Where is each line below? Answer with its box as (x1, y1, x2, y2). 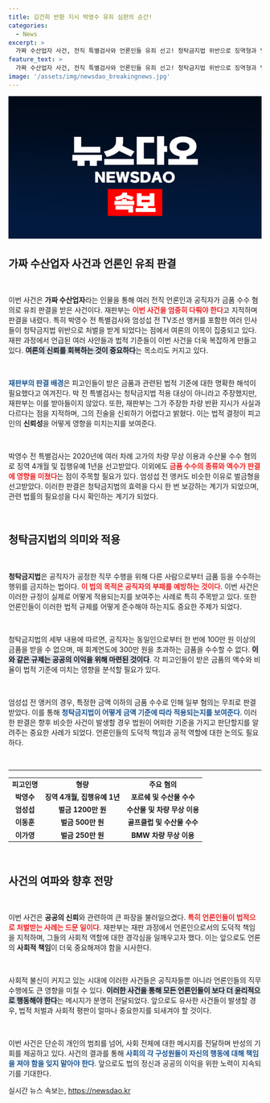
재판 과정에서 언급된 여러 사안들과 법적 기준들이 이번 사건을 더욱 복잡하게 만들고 (8, 335, 257, 346)
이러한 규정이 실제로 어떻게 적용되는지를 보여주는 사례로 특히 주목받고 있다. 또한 (8, 591, 257, 601)
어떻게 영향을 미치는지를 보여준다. (51, 419, 157, 429)
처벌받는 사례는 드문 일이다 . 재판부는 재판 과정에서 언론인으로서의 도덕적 (16, 923, 241, 932)
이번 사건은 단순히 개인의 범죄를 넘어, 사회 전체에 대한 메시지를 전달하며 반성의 (8, 1038, 253, 1047)
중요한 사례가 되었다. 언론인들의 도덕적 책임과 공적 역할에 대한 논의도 (29, 728, 244, 737)
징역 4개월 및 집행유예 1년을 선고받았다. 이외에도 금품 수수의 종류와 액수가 (16, 462, 247, 471)
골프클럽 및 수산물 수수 (127, 818, 198, 827)
